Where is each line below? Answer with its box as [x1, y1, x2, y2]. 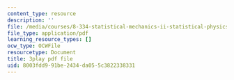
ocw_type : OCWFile [7, 42, 61, 49]
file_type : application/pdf [7, 29, 89, 37]
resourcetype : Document [7, 49, 77, 56]
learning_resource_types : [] [7, 36, 92, 43]
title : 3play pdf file [7, 56, 73, 63]
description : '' [7, 17, 54, 24]
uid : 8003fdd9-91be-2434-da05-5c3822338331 [7, 62, 136, 69]
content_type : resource [7, 10, 77, 17]
